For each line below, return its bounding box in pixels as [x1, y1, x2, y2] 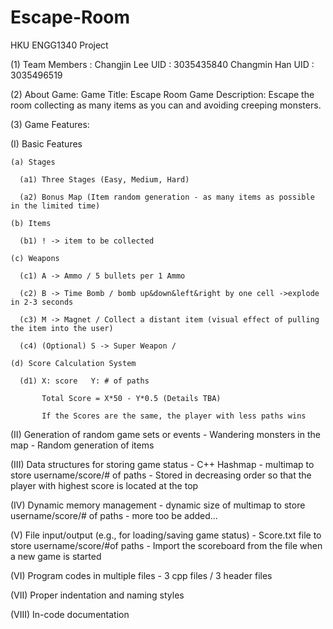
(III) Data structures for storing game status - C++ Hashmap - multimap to [10, 458, 315, 470]
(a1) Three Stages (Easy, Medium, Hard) [19, 174, 190, 185]
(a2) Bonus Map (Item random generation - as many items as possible [19, 192, 315, 202]
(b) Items [10, 218, 52, 228]
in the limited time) [10, 201, 101, 211]
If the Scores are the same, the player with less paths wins [41, 411, 307, 421]
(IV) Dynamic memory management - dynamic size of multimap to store [10, 499, 306, 511]
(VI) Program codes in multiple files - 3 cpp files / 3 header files [10, 569, 273, 581]
